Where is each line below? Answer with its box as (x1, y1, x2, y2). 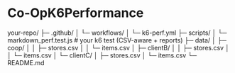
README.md (7, 58, 45, 67)
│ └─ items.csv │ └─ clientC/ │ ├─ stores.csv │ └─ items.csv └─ (7, 51, 197, 60)
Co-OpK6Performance (7, 5, 144, 21)
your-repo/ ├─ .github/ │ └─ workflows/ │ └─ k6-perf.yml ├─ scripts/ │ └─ (7, 28, 227, 37)
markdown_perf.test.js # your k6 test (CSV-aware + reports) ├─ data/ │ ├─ (7, 35, 227, 44)
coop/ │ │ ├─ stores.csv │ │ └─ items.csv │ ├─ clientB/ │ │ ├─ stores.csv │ (7, 43, 229, 52)
